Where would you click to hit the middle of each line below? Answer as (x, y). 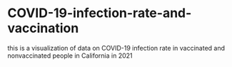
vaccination (43, 28)
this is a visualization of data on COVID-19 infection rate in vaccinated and (116, 48)
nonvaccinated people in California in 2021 (70, 56)
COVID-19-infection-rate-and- (100, 13)
